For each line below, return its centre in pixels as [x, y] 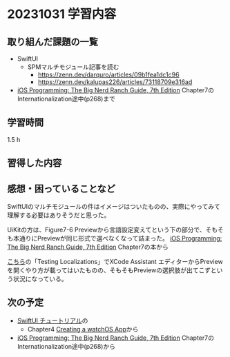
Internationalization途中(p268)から [66, 346]
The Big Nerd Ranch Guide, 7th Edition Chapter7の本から [88, 247]
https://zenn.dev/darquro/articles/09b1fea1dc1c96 [108, 74]
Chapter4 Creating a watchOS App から [83, 329]
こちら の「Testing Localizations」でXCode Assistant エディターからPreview [115, 262]
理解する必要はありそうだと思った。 [59, 215]
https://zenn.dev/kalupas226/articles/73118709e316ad [115, 82]
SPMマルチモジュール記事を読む [73, 67]
